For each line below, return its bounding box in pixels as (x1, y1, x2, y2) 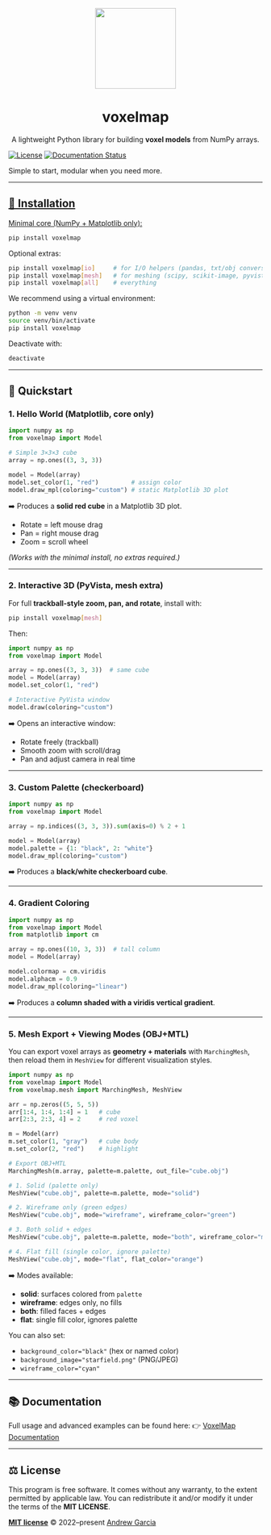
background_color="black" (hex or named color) (19, 1345, 179, 1355)
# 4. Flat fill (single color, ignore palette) (8, 1247, 172, 1256)
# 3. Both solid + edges (8, 1226, 92, 1234)
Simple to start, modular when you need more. (8, 165, 163, 175)
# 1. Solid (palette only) (8, 1182, 99, 1190)
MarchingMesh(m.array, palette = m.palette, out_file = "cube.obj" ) (8, 1166, 229, 1175)
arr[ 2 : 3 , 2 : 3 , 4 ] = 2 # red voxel (8, 1116, 139, 1124)
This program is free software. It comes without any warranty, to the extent (8, 1485, 258, 1495)
